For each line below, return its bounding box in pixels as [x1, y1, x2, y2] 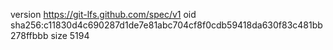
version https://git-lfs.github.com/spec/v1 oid [10, 9, 197, 20]
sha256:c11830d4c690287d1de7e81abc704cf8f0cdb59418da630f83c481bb [10, 19, 323, 31]
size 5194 [50, 30, 90, 41]
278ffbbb [10, 30, 49, 41]
